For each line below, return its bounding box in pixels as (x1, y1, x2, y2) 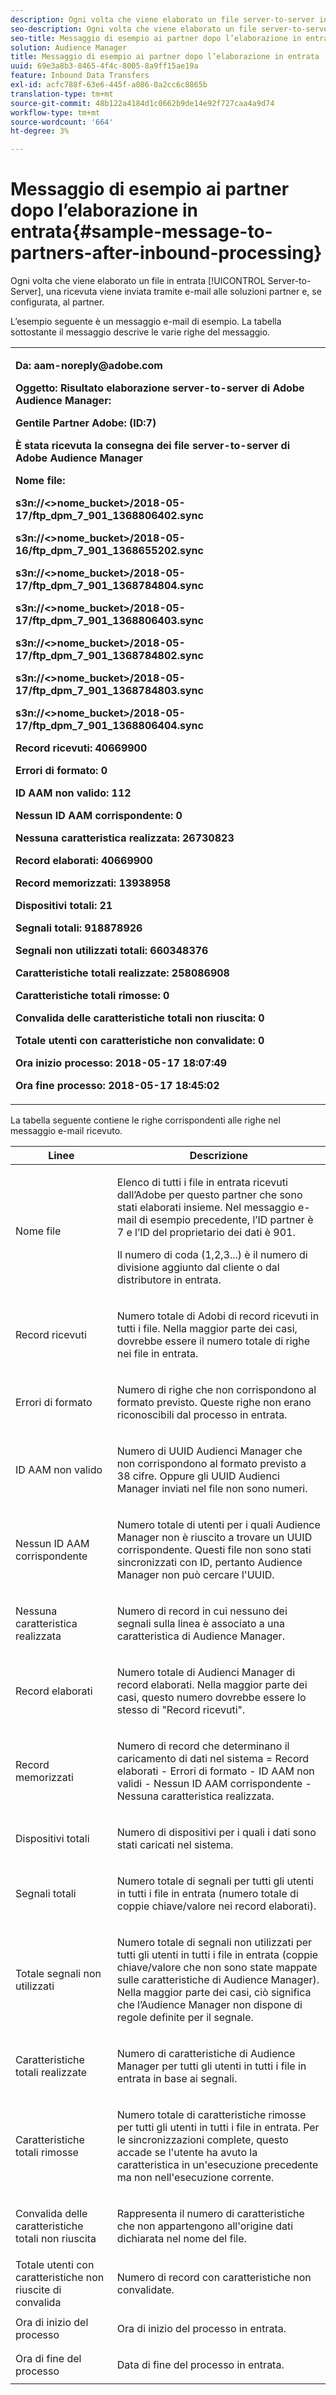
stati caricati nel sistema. (116, 1838, 234, 1852)
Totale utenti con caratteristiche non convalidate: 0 (15, 1034, 265, 1048)
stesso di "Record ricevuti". (116, 1703, 246, 1717)
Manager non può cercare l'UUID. (116, 1568, 275, 1582)
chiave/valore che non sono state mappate (116, 1961, 318, 1975)
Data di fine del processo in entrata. (116, 2358, 285, 2372)
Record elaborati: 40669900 (15, 854, 153, 868)
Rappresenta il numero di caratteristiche (116, 2207, 305, 2221)
